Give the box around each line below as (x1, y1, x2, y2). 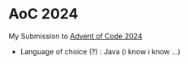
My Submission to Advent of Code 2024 (8, 31, 143, 41)
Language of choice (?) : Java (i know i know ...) (19, 46, 181, 56)
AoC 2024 (8, 5, 79, 23)
